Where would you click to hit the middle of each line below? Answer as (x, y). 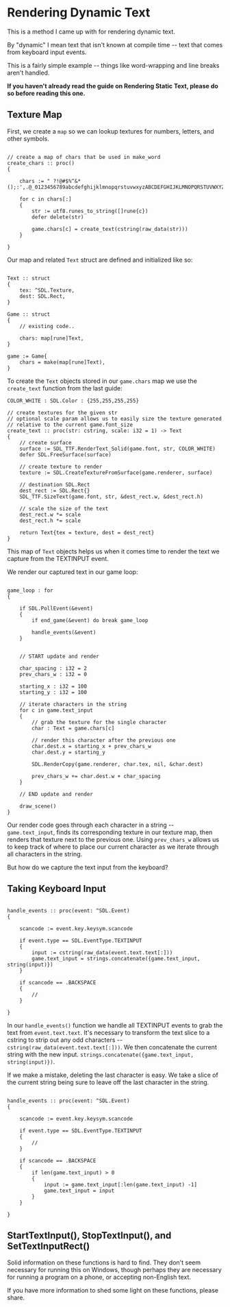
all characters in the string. (45, 854)
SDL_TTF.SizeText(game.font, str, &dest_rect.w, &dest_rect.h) (112, 497)
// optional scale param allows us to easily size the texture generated (115, 419)
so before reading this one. (46, 93)
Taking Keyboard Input (56, 889)
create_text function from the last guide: (65, 388)
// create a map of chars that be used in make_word (84, 157)
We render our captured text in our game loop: (73, 572)
